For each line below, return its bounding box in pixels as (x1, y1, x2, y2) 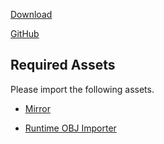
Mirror (24, 102, 52, 114)
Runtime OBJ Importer (24, 122, 117, 134)
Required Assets (10, 57, 116, 74)
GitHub (10, 28, 40, 39)
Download (10, 9, 53, 20)
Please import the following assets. (10, 83, 155, 95)
